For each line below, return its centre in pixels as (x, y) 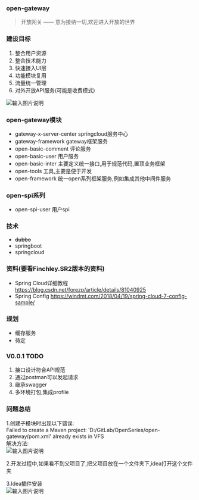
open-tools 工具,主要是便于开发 (53, 171)
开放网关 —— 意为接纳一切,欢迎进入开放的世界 (78, 22)
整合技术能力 (30, 60)
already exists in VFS (78, 436)
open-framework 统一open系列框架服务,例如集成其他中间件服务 (93, 178)
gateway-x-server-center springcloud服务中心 (71, 134)
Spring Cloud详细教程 (41, 283)
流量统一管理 (30, 83)
